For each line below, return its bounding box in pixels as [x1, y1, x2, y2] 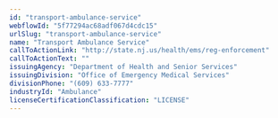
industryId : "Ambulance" [9, 87, 102, 96]
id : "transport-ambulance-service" [9, 12, 142, 22]
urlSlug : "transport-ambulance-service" [9, 29, 163, 38]
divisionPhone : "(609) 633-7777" [9, 79, 134, 88]
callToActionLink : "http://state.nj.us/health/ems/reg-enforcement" [9, 46, 270, 55]
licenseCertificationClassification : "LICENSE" [9, 95, 190, 105]
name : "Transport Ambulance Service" [9, 37, 150, 47]
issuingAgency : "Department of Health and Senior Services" [9, 63, 239, 72]
